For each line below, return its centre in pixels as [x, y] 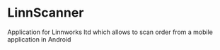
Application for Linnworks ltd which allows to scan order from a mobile [110, 32]
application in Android [39, 39]
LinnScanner [46, 13]
